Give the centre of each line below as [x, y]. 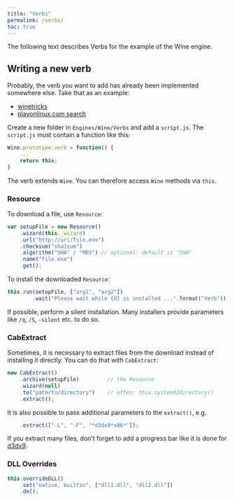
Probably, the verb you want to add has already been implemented [103, 85]
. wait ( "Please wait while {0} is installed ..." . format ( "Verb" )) [130, 298]
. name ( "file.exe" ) [46, 260]
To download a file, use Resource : [55, 213]
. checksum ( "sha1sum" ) [51, 246]
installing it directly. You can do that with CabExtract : [83, 360]
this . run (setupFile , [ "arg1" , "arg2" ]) [65, 292]
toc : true [22, 27]
